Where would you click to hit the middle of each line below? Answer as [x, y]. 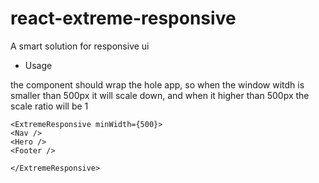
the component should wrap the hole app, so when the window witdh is [157, 84]
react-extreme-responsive [123, 18]
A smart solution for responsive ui [80, 46]
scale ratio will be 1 [49, 106]
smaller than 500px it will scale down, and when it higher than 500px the [160, 95]
